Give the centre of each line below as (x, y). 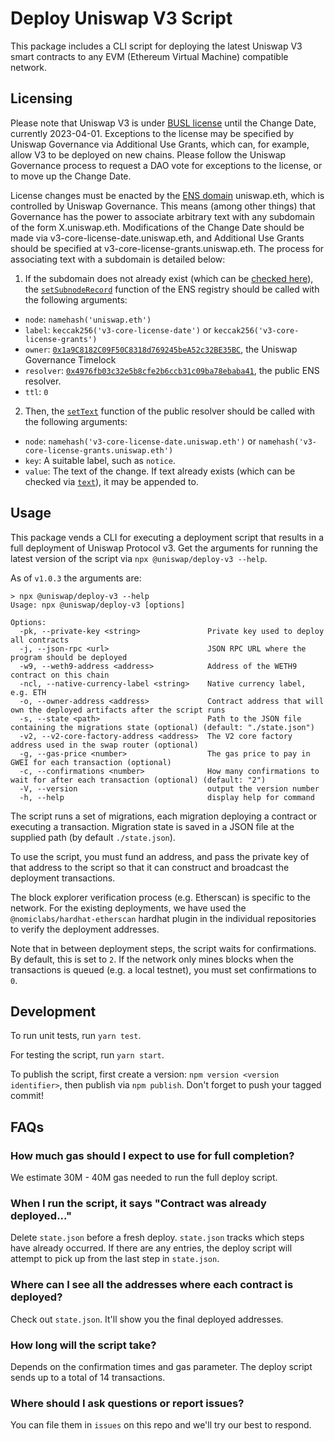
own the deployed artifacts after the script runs (118, 710)
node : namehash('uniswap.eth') (88, 319)
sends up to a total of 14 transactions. (88, 1377)
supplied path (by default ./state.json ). (93, 837)
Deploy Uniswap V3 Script (121, 18)
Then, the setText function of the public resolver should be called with (169, 411)
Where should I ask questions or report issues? (127, 1403)
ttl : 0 (36, 391)
